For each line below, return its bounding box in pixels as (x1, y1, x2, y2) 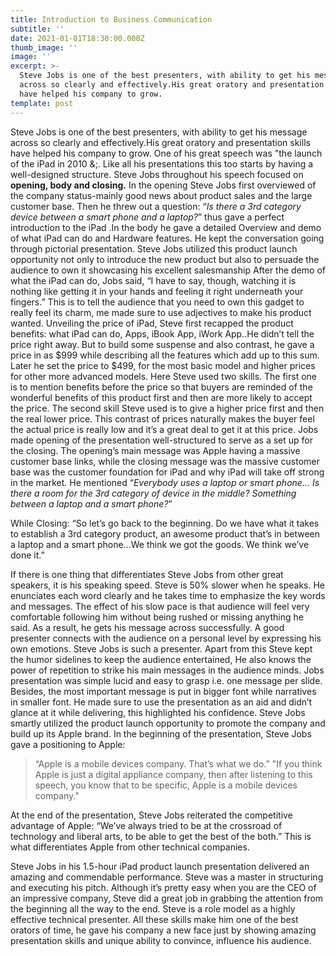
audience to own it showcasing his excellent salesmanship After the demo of (10, 264, 326, 276)
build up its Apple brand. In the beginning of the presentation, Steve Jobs (10, 727, 312, 740)
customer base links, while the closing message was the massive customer (10, 455, 320, 467)
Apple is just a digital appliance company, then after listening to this (34, 768, 313, 780)
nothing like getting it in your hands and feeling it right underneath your (10, 285, 304, 297)
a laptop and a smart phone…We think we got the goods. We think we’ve (10, 538, 310, 550)
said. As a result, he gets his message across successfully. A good (10, 621, 285, 633)
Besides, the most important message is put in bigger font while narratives (10, 685, 317, 697)
